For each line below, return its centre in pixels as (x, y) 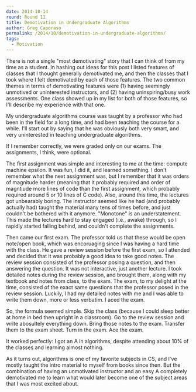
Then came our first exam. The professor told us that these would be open (96, 237)
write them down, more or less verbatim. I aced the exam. (75, 299)
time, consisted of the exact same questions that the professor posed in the (97, 287)
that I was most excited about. (42, 383)
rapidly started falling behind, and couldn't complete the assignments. (90, 226)
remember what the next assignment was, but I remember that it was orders (97, 176)
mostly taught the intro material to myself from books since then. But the (93, 365)
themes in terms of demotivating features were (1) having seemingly (88, 86)
